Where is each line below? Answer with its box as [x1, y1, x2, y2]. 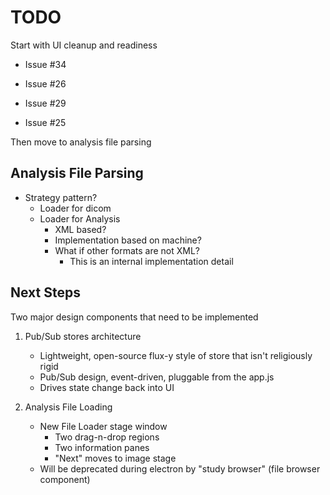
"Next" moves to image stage [54, 452, 177, 464]
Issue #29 [24, 97, 67, 109]
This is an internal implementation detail [69, 255, 234, 267]
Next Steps [10, 284, 81, 301]
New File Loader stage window [39, 420, 168, 432]
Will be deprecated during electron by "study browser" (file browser [39, 462, 321, 475]
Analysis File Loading [24, 401, 113, 413]
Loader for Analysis [39, 212, 121, 225]
